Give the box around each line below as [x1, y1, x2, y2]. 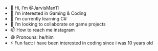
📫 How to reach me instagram [10, 27, 75, 33]
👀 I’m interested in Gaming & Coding [10, 10, 86, 16]
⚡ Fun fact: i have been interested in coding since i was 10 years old [10, 40, 153, 46]
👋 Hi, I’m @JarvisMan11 [10, 5, 59, 11]
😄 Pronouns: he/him [10, 34, 54, 40]
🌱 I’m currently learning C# [10, 16, 67, 21]
